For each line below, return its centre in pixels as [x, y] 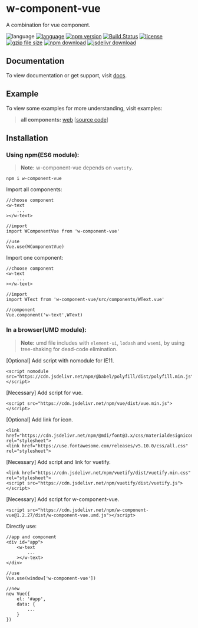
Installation [27, 138]
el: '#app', [31, 599]
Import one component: [35, 258]
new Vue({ [18, 594]
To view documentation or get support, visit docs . [66, 75]
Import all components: [34, 189]
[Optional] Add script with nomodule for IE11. [60, 360]
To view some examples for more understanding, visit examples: [84, 108]
